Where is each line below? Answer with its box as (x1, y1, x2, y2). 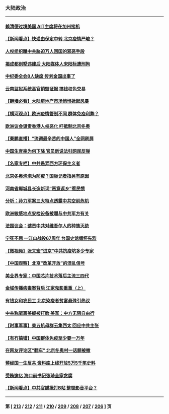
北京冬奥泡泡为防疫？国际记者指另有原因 (5, 173, 89, 179)
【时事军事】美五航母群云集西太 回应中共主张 (5, 322, 99, 328)
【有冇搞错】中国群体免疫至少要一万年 (5, 335, 84, 341)
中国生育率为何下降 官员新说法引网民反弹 (5, 148, 91, 154)
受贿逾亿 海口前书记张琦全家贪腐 (5, 372, 73, 378)
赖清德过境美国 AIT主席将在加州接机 (5, 23, 80, 29)
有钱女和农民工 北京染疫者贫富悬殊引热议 (5, 297, 91, 303)
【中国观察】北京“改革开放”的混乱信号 (5, 260, 86, 266)
